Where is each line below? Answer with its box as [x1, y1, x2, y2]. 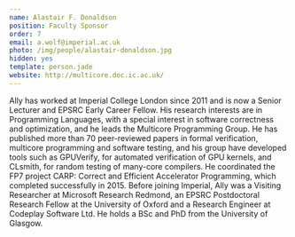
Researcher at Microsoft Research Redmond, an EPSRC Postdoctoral [9, 189, 260, 200]
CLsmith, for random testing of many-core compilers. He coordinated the [9, 161, 276, 171]
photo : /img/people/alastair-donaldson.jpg [9, 46, 173, 55]
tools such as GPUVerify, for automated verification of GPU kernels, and [9, 152, 272, 162]
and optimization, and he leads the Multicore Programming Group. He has [9, 123, 278, 134]
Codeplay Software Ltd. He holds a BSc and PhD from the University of [9, 208, 268, 218]
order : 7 [9, 29, 42, 38]
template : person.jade [9, 63, 93, 72]
